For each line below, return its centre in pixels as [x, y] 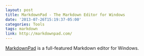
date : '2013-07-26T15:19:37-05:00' [43, 19]
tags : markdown [22, 29]
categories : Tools [25, 24]
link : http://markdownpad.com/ [39, 34]
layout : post [19, 10]
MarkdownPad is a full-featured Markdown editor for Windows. [72, 48]
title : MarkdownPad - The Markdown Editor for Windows [65, 15]
